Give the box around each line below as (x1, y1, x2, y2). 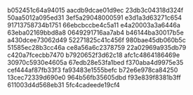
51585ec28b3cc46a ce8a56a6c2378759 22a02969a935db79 (7, 44, 187, 51)
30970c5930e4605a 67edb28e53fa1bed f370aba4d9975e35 (7, 58, 184, 66)
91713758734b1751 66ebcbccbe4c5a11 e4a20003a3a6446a (7, 21, 181, 29)
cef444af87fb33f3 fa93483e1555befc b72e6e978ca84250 (7, 66, 178, 74)
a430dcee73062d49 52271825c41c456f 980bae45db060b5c (7, 36, 186, 44)
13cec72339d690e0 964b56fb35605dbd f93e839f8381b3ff (7, 73, 181, 82)
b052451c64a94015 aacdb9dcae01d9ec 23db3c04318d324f (7, 6, 184, 14)
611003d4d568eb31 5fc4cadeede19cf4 (7, 81, 121, 89)
